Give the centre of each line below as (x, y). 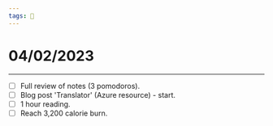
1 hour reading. (45, 104)
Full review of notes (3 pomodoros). (80, 86)
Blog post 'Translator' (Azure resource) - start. (98, 94)
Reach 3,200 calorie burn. (64, 113)
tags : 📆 (22, 16)
